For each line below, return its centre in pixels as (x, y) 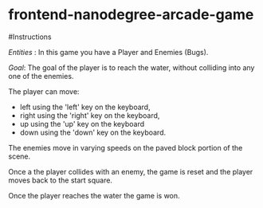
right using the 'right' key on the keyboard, (90, 115)
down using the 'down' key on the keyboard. (92, 132)
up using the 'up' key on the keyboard (82, 124)
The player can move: (44, 91)
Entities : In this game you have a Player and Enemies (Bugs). (108, 52)
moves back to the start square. (61, 180)
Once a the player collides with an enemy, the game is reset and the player (131, 171)
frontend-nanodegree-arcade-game (131, 15)
